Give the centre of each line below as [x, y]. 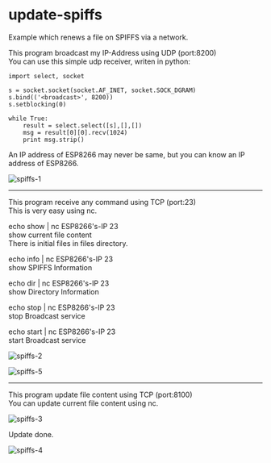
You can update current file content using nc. [83, 403]
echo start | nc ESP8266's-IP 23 [62, 332]
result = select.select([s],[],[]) [83, 125]
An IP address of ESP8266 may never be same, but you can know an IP [127, 154]
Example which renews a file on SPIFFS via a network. [98, 37]
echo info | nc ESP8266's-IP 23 [61, 259]
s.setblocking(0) [38, 104]
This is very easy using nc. [53, 211]
